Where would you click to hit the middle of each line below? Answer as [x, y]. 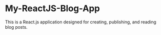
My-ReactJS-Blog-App [52, 9]
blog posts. [16, 27]
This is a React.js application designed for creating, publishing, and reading [81, 22]
